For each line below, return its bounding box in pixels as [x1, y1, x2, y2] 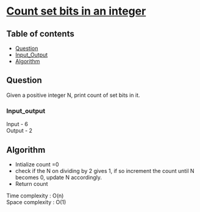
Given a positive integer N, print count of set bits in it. [6, 91, 140, 99]
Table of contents [6, 29, 74, 39]
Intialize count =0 [15, 160, 59, 168]
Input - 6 [6, 121, 29, 128]
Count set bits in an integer [6, 4, 146, 18]
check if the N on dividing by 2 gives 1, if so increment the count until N [15, 167, 195, 174]
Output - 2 [6, 127, 32, 135]
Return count [15, 180, 48, 187]
